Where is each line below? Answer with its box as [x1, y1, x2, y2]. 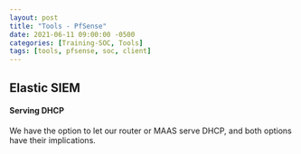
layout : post [9, 13, 59, 23]
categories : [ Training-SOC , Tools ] [9, 38, 144, 48]
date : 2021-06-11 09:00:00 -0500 [9, 30, 136, 39]
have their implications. [9, 134, 97, 145]
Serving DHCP [9, 105, 65, 116]
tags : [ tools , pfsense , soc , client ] [9, 47, 152, 56]
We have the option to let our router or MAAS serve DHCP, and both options [9, 125, 292, 136]
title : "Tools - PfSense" [9, 22, 107, 31]
